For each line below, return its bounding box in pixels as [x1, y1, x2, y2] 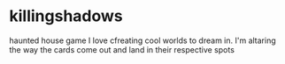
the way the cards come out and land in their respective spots [9, 44, 235, 54]
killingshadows [9, 6, 124, 26]
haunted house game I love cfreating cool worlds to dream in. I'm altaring [9, 35, 276, 46]
